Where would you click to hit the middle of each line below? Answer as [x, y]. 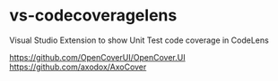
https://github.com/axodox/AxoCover [78, 67]
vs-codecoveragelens [93, 16]
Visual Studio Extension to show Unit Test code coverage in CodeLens [139, 40]
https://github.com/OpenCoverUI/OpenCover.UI [97, 57]
